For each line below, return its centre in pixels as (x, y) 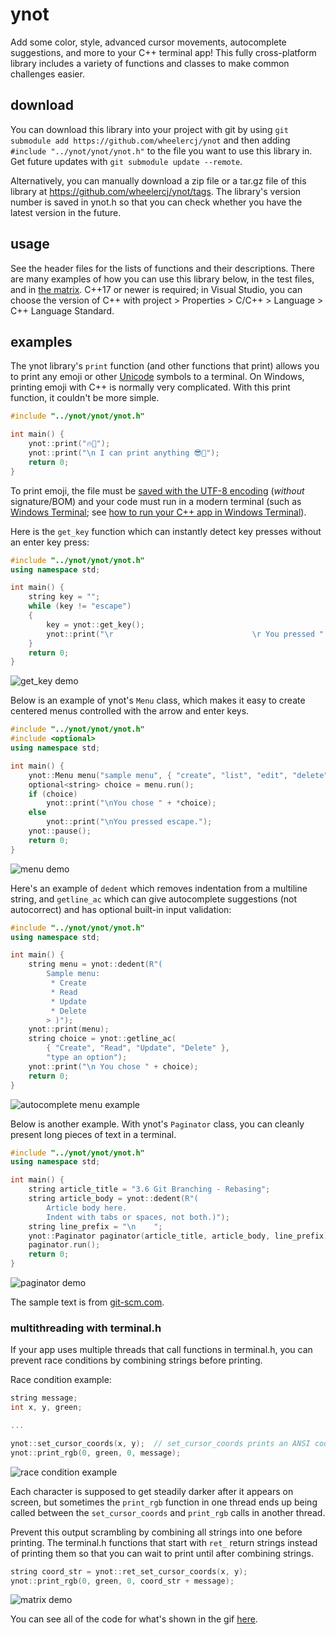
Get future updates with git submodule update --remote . (126, 161)
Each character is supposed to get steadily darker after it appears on (152, 1491)
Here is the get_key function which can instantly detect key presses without (166, 531)
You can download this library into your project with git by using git (149, 129)
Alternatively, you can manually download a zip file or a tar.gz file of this (158, 180)
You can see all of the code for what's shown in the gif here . (134, 1619)
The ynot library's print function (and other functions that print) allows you (165, 366)
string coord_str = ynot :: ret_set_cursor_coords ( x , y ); (129, 1571)
